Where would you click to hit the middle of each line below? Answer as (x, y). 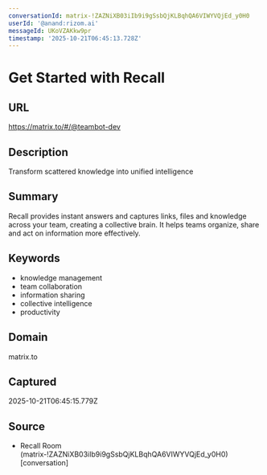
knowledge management (61, 277)
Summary (33, 197)
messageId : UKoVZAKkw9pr (50, 31)
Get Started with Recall (87, 78)
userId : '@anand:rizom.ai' (53, 23)
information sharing (52, 295)
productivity (40, 312)
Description (38, 152)
